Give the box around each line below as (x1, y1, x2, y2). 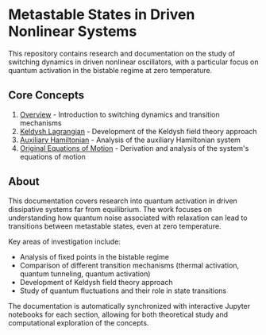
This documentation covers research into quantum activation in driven (8, 196, 238, 206)
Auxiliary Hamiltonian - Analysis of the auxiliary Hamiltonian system (19, 135, 241, 144)
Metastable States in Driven (8, 6, 195, 24)
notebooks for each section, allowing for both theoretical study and (8, 310, 229, 319)
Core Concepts (8, 89, 85, 102)
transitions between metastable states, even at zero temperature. (8, 221, 222, 231)
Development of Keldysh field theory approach (19, 277, 173, 287)
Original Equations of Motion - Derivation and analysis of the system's (19, 143, 249, 152)
